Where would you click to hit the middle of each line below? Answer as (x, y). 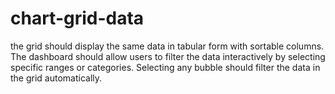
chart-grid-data (77, 18)
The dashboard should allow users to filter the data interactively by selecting (168, 56)
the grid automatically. (56, 78)
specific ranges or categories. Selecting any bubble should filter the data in (165, 67)
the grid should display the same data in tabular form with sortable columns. (167, 46)
